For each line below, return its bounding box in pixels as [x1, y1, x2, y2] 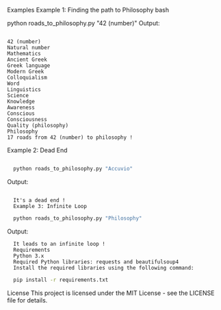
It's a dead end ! [13, 196, 66, 204]
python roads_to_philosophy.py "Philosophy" [13, 215, 142, 222]
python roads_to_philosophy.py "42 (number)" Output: [7, 19, 160, 27]
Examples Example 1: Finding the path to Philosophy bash [7, 6, 170, 14]
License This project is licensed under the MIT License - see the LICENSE [7, 289, 215, 297]
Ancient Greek [7, 56, 48, 63]
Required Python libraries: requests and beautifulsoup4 [13, 258, 179, 266]
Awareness [7, 104, 36, 111]
